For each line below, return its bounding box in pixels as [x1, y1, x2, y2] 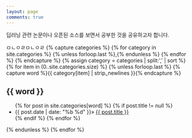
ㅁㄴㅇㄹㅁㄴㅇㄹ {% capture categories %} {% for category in [6, 44, 156, 51]
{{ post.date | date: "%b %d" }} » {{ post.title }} [14, 108, 129, 115]
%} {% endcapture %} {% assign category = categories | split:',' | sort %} [6, 57, 186, 64]
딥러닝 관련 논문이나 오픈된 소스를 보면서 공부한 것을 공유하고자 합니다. [6, 31, 169, 38]
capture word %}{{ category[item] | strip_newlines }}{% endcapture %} [6, 69, 181, 76]
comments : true [6, 14, 44, 20]
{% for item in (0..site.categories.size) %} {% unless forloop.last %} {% [6, 63, 181, 70]
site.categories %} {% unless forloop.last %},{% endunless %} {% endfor [6, 50, 186, 57]
